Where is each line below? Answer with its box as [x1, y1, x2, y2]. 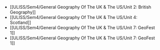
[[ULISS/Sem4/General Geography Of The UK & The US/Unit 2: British [9, 4, 151, 10]
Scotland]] [9, 19, 31, 25]
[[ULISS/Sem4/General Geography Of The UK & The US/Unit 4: [9, 15, 137, 20]
